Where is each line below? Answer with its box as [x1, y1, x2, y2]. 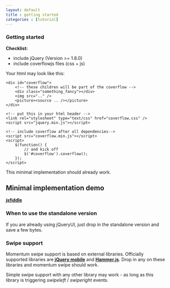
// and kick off [24, 147, 59, 152]
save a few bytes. [6, 227, 43, 233]
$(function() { [15, 142, 47, 147]
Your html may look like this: [6, 70, 65, 76]
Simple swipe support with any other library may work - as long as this [6, 272, 154, 278]
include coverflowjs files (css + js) [13, 60, 86, 67]
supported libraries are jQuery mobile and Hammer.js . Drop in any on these [6, 257, 165, 263]
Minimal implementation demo [6, 184, 105, 193]
